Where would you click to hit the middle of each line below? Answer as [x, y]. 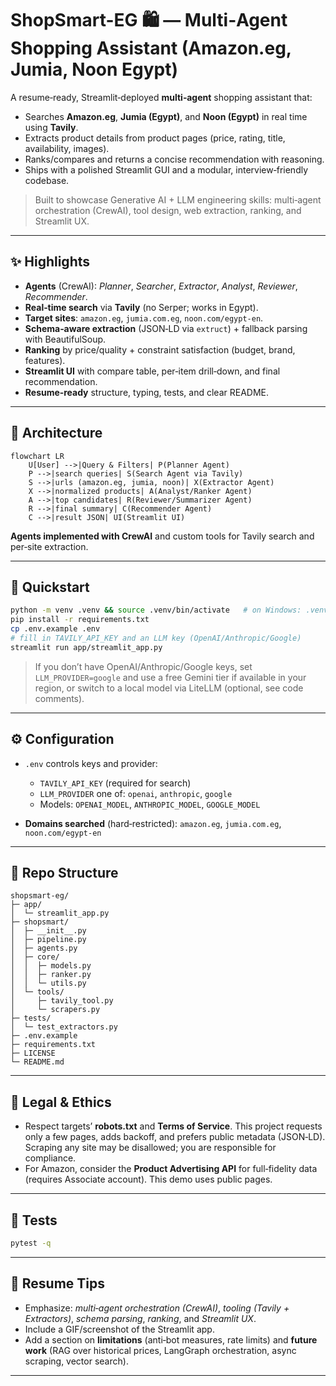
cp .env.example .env [55, 629]
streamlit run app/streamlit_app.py [86, 647]
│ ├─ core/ [35, 957]
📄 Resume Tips [57, 1283]
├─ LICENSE [33, 1053]
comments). [59, 698]
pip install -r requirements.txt [80, 620]
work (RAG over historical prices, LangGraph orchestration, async [160, 1350]
